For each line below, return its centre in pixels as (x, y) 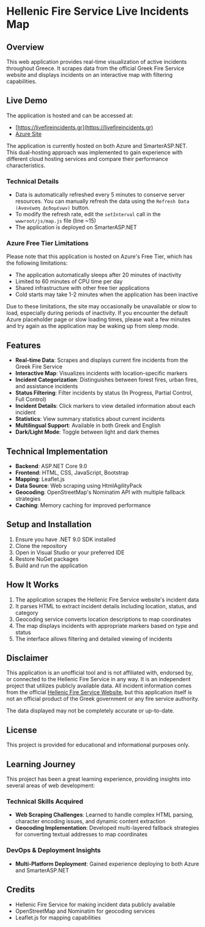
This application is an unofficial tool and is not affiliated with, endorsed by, (100, 673)
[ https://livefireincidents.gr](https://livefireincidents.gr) (84, 127)
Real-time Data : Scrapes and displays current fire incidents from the (102, 360)
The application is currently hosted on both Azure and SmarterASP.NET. (97, 146)
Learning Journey (41, 764)
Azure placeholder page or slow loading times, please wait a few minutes (99, 319)
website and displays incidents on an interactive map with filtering (90, 75)
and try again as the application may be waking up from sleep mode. (93, 326)
